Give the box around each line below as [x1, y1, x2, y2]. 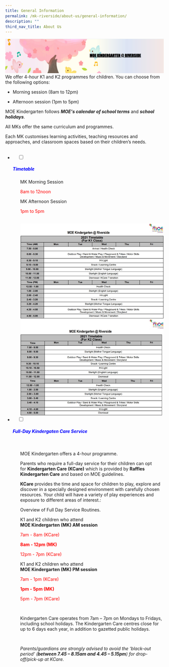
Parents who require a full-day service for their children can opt [20, 460, 152, 466]
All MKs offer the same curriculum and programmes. [5, 124, 114, 130]
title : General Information [5, 8, 64, 13]
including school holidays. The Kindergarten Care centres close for [20, 621, 159, 627]
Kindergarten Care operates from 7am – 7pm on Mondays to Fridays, [20, 615, 162, 621]
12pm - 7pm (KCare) [20, 551, 62, 557]
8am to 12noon [20, 188, 51, 194]
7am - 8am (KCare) [20, 531, 60, 537]
